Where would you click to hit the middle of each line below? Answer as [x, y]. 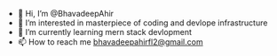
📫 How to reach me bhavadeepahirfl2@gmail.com [110, 42]
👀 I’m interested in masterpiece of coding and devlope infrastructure [142, 23]
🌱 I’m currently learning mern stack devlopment [105, 32]
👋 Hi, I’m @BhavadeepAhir [65, 14]
